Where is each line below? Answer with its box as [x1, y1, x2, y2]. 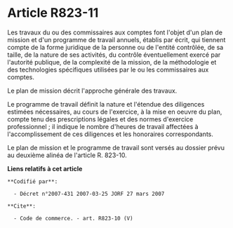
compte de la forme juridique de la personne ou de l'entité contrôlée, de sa [7, 43, 224, 51]
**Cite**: [7, 202, 36, 210]
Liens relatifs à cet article [7, 164, 83, 173]
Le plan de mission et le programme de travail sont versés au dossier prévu [7, 143, 225, 152]
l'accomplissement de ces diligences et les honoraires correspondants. [7, 130, 214, 138]
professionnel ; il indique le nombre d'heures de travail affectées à [7, 122, 199, 130]
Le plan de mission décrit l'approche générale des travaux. [7, 86, 178, 95]
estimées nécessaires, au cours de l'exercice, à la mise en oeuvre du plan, [7, 107, 222, 116]
